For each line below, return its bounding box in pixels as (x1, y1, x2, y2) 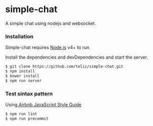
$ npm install (5, 69, 35, 74)
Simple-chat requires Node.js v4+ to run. (5, 45, 91, 51)
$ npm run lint (5, 111, 37, 117)
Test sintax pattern (5, 90, 53, 97)
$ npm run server (5, 78, 42, 83)
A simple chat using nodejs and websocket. (5, 20, 96, 26)
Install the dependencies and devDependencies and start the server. (5, 54, 148, 60)
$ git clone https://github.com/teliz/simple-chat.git (5, 64, 124, 69)
